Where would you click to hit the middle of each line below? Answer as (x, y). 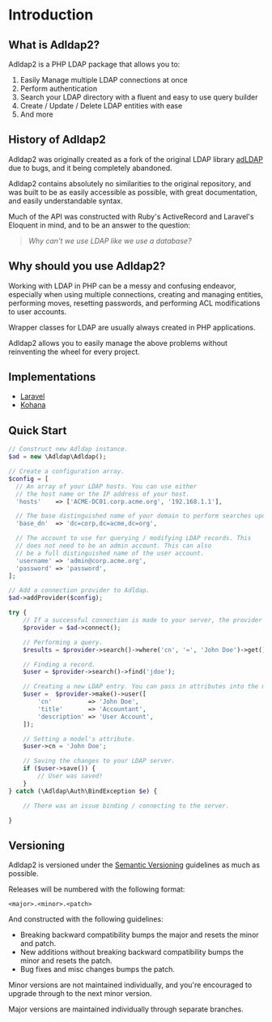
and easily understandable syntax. (66, 201)
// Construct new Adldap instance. (68, 449)
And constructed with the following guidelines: (86, 919)
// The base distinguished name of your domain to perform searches (134, 516)
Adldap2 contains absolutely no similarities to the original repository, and (130, 183)
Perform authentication (59, 88)
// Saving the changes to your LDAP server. (99, 761)
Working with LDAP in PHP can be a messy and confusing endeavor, (122, 286)
